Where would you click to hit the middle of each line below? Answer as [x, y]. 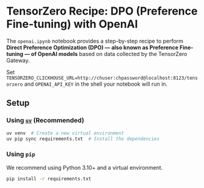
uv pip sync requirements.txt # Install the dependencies [83, 139]
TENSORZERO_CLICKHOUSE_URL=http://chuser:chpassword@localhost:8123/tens [102, 78]
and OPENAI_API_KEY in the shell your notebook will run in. [96, 84]
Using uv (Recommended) [45, 120]
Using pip [21, 155]
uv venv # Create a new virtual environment [65, 133]
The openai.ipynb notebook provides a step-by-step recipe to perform [95, 41]
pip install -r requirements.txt [49, 179]
